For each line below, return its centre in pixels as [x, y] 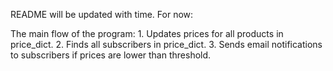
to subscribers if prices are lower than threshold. [111, 55]
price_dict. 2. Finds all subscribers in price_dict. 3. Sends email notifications [166, 44]
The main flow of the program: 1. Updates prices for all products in [147, 33]
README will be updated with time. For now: [102, 14]
